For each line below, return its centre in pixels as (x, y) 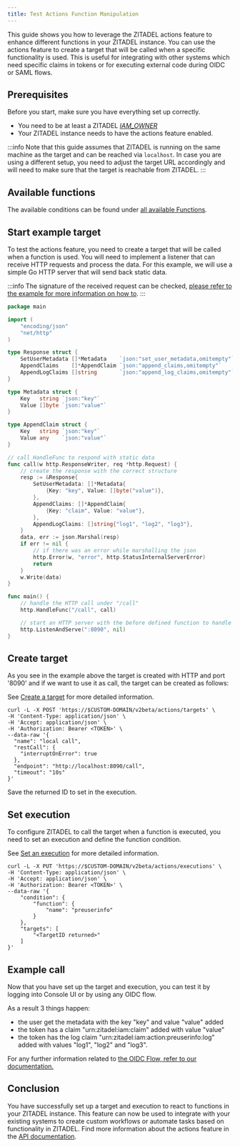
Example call (36, 969)
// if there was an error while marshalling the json (115, 551)
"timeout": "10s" (40, 773)
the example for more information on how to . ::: (77, 294)
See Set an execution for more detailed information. (83, 853)
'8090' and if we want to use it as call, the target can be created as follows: (118, 683)
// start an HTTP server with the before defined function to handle (126, 622)
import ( (20, 319)
